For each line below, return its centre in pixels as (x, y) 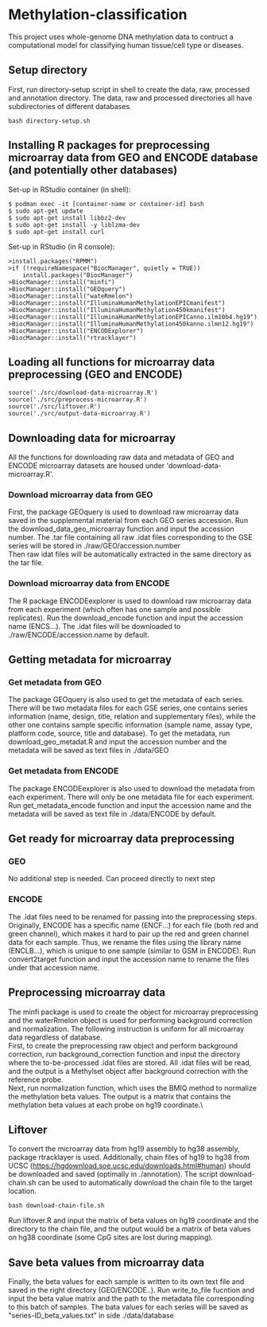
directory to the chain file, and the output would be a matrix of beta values (130, 1229)
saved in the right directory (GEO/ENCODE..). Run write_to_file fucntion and (132, 1290)
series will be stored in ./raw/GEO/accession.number (95, 546)
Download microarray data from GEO (81, 495)
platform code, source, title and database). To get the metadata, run (119, 733)
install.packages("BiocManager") (78, 275)
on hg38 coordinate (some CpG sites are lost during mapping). (111, 1237)
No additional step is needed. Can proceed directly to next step (112, 879)
